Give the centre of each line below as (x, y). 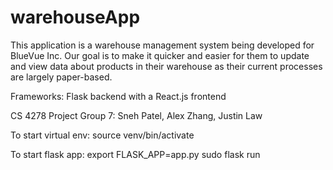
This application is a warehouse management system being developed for (162, 45)
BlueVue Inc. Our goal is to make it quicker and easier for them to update (160, 55)
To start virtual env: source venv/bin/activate (102, 135)
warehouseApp (75, 17)
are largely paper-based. (61, 77)
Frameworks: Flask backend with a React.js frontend (118, 96)
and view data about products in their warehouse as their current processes (166, 66)
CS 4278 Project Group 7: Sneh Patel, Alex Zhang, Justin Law (136, 115)
